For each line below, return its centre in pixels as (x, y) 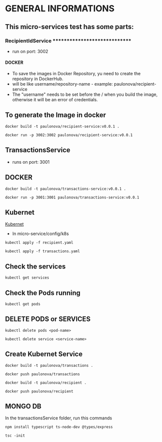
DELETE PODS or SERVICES (48, 319)
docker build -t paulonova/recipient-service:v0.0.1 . (62, 126)
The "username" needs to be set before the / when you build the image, (85, 94)
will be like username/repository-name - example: (62, 84)
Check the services (35, 266)
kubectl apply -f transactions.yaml (42, 251)
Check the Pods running (43, 293)
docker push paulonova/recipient (39, 391)
